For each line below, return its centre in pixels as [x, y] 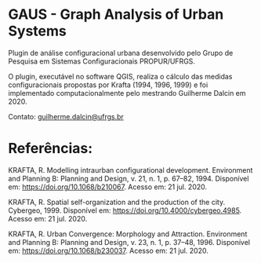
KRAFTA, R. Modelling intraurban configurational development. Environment [130, 170]
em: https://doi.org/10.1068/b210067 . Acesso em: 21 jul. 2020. [108, 187]
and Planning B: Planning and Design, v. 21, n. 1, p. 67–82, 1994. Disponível [129, 178]
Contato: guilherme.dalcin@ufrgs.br [66, 116]
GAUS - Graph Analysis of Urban [116, 15]
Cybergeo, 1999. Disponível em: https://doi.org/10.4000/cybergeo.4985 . [125, 210]
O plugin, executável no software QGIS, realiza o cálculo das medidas [120, 76]
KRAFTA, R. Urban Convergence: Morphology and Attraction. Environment [128, 234]
